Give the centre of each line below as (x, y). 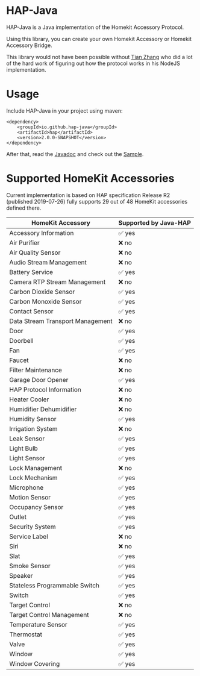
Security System (33, 527)
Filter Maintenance (36, 370)
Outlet (18, 517)
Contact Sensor (31, 311)
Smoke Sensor (30, 566)
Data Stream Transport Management (61, 321)
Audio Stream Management (48, 262)
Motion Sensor (30, 497)
